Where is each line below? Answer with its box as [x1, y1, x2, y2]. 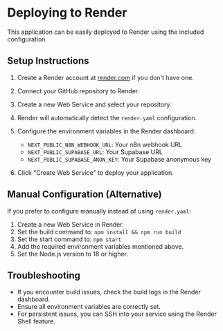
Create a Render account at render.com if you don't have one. [17, 73, 194, 82]
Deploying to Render [7, 5, 127, 21]
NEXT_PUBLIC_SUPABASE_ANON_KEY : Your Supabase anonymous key [27, 155, 212, 163]
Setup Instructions [7, 55, 89, 67]
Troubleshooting [7, 269, 81, 281]
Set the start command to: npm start [17, 235, 122, 243]
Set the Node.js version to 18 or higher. [17, 249, 129, 258]
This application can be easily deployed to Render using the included [7, 28, 204, 36]
